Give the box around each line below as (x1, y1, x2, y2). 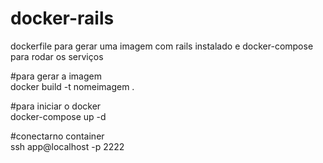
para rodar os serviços (10, 50, 104, 62)
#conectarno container (10, 130, 105, 142)
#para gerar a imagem (10, 70, 102, 82)
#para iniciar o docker (10, 100, 102, 112)
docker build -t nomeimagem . (10, 80, 135, 92)
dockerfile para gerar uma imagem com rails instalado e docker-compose (10, 40, 314, 52)
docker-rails (10, 7, 115, 30)
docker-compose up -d (10, 110, 107, 122)
